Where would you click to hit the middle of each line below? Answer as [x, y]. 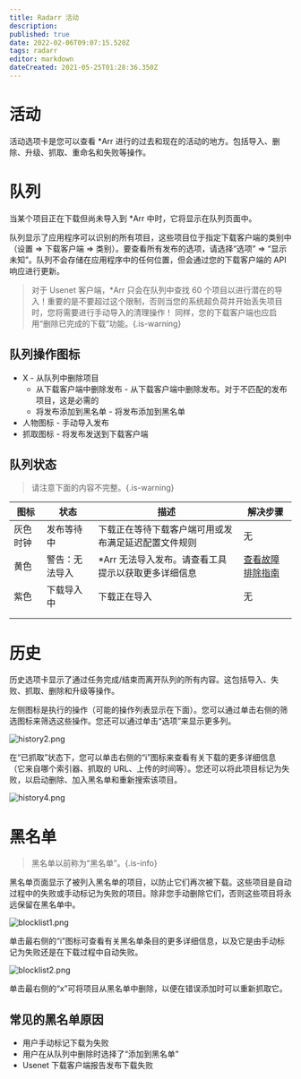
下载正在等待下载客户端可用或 [161, 529]
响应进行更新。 [37, 270]
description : [34, 26]
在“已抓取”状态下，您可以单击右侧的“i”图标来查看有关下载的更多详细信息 [143, 758]
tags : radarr [34, 51]
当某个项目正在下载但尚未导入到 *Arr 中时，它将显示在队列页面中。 [133, 218]
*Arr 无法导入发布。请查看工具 [162, 560]
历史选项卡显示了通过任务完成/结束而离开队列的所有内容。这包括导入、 [140, 680]
